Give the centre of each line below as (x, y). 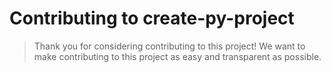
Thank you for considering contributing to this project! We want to (169, 46)
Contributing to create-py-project (152, 18)
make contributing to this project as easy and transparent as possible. (177, 56)
